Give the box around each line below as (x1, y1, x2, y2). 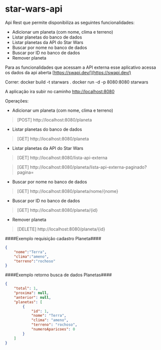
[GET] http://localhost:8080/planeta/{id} (17, 207, 98, 213)
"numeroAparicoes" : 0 (31, 327, 76, 332)
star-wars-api (5, 3, 62, 15)
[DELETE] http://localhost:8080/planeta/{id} (17, 226, 105, 232)
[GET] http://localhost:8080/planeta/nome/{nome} (17, 188, 119, 194)
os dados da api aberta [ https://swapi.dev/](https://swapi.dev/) (5, 69, 132, 75)
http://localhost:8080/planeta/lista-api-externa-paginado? (30, 164, 147, 170)
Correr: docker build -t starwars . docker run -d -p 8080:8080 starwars (5, 79, 149, 85)
